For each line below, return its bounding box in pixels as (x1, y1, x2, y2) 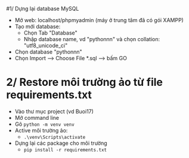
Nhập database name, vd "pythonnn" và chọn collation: (23, 36, 160, 42)
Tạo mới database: (14, 23, 61, 30)
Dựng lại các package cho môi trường (14, 140, 107, 147)
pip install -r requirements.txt (23, 147, 107, 153)
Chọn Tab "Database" (23, 29, 78, 36)
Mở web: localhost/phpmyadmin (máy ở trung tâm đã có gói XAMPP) (14, 17, 184, 23)
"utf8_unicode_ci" (23, 42, 68, 49)
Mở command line (14, 114, 60, 121)
